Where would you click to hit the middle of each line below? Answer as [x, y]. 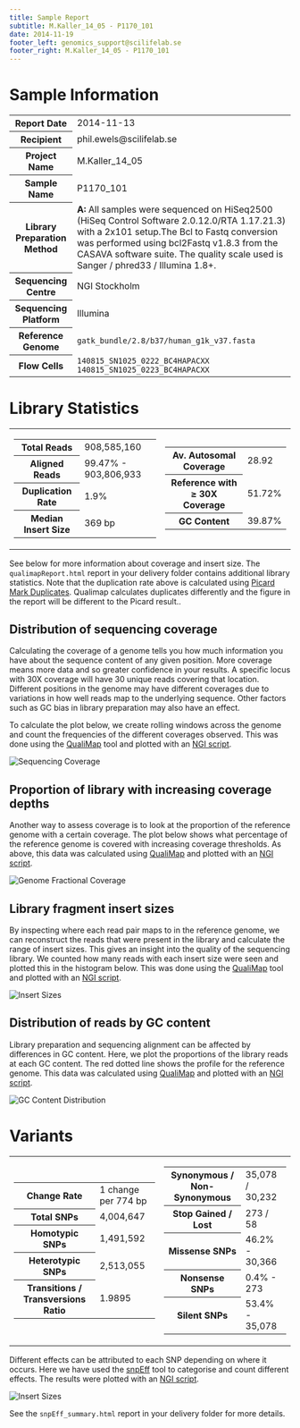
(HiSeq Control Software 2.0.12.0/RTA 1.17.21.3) [182, 220]
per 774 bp [123, 1201]
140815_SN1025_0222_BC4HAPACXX [143, 360]
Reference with [204, 482]
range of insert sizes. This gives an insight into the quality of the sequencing [150, 949]
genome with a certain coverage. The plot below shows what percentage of [149, 835]
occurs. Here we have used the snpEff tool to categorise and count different [149, 1370]
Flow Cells [41, 366]
